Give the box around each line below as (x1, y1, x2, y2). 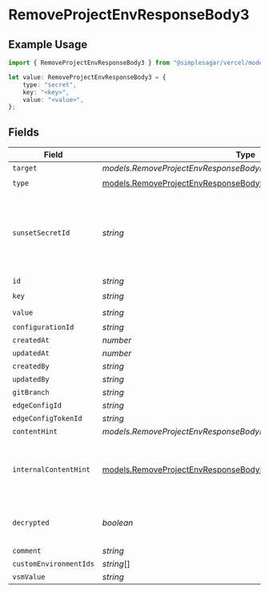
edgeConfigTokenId (12, 414, 82, 423)
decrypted (12, 518, 50, 527)
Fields (8, 125, 40, 139)
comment (12, 546, 42, 555)
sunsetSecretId (12, 229, 70, 238)
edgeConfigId (12, 401, 62, 410)
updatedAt (12, 349, 50, 358)
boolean (102, 518, 134, 529)
